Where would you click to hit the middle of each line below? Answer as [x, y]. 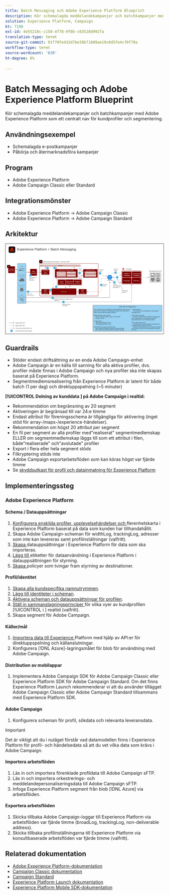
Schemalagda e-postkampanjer [45, 147]
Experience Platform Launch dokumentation [58, 882]
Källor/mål [16, 626]
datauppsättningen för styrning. [45, 560]
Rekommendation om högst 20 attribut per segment [66, 427]
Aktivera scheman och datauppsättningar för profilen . [68, 599]
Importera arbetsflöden [30, 762]
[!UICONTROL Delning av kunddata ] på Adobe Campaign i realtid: [75, 397]
